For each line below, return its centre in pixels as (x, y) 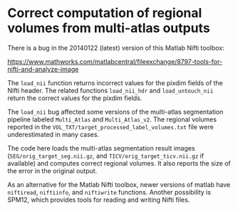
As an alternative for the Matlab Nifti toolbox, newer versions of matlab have (119, 184)
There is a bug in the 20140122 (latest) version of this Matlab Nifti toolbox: (116, 48)
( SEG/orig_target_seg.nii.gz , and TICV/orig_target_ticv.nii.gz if (106, 156)
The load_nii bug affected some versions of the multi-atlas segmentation (115, 112)
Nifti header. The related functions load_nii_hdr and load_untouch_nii (110, 90)
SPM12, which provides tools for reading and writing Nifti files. (99, 200)
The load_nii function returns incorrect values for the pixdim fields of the (115, 82)
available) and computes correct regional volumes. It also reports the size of (119, 163)
